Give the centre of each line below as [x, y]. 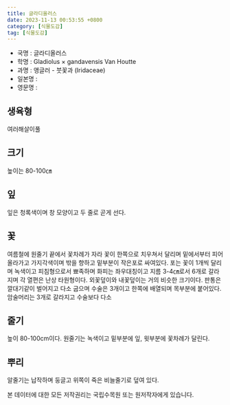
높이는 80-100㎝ [30, 171]
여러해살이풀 [24, 129]
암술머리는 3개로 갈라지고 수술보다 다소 [59, 297]
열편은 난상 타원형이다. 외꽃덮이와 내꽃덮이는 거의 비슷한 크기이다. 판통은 [124, 280]
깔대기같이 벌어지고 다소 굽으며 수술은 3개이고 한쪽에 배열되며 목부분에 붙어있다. [114, 288]
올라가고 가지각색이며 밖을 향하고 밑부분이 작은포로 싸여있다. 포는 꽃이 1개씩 [108, 263]
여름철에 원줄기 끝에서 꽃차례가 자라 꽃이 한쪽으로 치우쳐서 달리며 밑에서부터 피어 [115, 254]
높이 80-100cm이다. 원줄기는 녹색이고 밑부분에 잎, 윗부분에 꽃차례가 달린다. [108, 338]
